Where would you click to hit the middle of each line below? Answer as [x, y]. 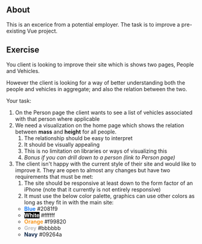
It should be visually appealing [62, 144]
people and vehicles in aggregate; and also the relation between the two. [97, 89]
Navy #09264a [43, 234]
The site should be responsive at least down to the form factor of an [108, 183]
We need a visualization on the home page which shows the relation [99, 125]
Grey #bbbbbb [43, 228]
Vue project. [42, 31]
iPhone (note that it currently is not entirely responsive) [92, 189]
